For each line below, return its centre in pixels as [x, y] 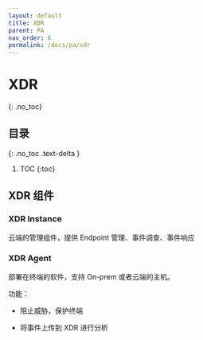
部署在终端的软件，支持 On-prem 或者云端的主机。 [92, 276]
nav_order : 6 [30, 38]
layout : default [35, 16]
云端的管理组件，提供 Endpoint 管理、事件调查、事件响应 [101, 237]
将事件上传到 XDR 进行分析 [64, 327]
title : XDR [26, 23]
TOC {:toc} [37, 169]
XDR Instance [35, 219]
